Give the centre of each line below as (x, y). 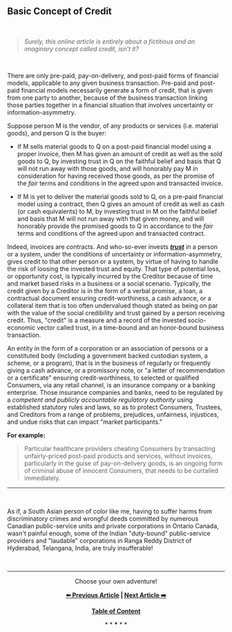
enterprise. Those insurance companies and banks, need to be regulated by (115, 392)
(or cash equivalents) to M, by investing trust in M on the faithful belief (117, 211)
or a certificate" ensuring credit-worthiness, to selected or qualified (103, 378)
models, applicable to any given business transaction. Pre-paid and (103, 83)
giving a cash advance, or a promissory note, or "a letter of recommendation (116, 370)
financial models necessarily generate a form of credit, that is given (117, 90)
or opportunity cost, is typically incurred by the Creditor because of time (110, 276)
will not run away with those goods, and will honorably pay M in (107, 168)
